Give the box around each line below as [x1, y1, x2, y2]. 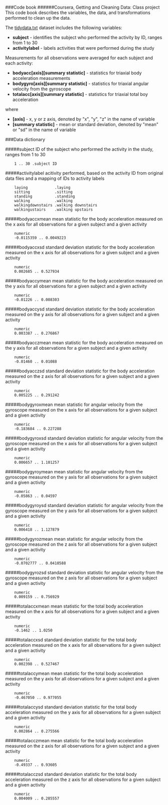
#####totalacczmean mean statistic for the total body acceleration [5, 738, 143, 743]
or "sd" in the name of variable [12, 127, 76, 133]
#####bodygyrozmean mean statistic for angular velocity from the [5, 536, 143, 542]
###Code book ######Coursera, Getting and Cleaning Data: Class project [5, 5, 160, 10]
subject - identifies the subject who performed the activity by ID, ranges [12, 35, 162, 40]
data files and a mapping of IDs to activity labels [5, 175, 105, 181]
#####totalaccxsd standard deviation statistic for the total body [5, 637, 137, 643]
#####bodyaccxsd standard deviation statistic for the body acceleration [5, 244, 155, 250]
